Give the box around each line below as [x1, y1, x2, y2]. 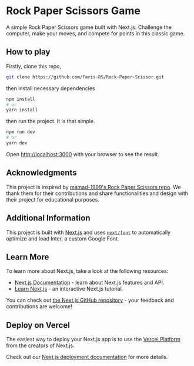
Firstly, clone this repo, [6, 62, 62, 70]
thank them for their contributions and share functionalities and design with [6, 190, 189, 197]
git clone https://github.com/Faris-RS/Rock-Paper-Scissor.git [6, 74, 165, 80]
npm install [6, 96, 35, 102]
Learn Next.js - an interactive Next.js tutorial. [14, 285, 123, 292]
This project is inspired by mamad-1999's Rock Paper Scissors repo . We [6, 183, 181, 190]
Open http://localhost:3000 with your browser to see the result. [6, 150, 160, 157]
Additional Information [6, 213, 91, 223]
